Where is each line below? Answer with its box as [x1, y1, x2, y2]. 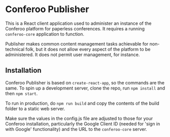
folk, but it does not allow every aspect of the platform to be [25, 46, 151, 52]
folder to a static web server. [5, 105, 65, 112]
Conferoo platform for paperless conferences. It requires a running [5, 25, 145, 31]
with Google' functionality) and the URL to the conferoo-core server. [5, 126, 147, 132]
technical [5, 46, 24, 52]
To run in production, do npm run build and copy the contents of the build [5, 100, 160, 106]
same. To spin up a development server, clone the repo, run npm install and [5, 85, 165, 91]
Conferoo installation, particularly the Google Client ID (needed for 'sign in [5, 120, 160, 127]
